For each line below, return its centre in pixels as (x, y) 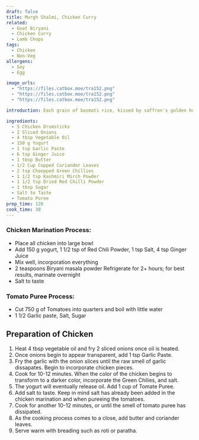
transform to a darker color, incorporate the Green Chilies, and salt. (97, 380)
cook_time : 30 (24, 209)
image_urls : (21, 83)
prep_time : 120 (25, 204)
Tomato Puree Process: (41, 296)
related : (17, 23)
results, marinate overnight (48, 274)
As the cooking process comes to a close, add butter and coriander (97, 418)
